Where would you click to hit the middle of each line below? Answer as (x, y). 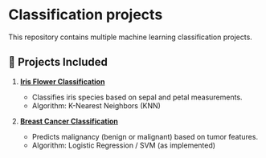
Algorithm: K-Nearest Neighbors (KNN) (96, 105)
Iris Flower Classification (62, 81)
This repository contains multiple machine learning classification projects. (131, 37)
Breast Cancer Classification (69, 121)
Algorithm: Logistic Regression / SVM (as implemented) (123, 145)
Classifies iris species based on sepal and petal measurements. (137, 97)
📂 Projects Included (58, 62)
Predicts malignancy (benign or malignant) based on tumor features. (145, 136)
